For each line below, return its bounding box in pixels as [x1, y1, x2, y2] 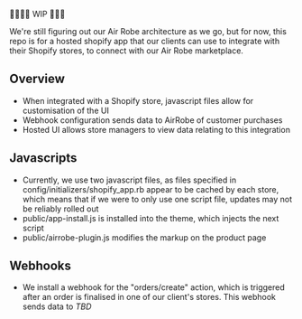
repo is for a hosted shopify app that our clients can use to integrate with [9, 36, 280, 46]
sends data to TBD [22, 301, 92, 312]
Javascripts [9, 150, 78, 166]
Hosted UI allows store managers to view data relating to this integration [22, 124, 291, 135]
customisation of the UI [22, 105, 110, 116]
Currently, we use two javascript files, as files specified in [22, 174, 237, 185]
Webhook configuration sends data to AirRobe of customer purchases [22, 114, 283, 126]
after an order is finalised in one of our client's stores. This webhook [22, 292, 277, 303]
